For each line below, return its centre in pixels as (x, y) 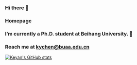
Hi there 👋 (17, 8)
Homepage (18, 20)
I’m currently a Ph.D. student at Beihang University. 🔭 (69, 33)
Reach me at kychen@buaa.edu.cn (47, 47)
